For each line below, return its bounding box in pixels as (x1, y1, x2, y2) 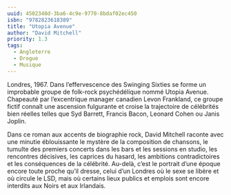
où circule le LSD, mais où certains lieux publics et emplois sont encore (7, 174, 210, 183)
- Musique (13, 61, 41, 68)
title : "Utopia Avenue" (7, 23, 76, 30)
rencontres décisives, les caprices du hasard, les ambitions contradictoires (7, 152, 220, 161)
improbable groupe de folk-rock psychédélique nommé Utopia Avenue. (7, 88, 209, 96)
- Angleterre (13, 49, 51, 56)
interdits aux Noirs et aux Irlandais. (7, 181, 106, 189)
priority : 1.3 (7, 36, 48, 43)
